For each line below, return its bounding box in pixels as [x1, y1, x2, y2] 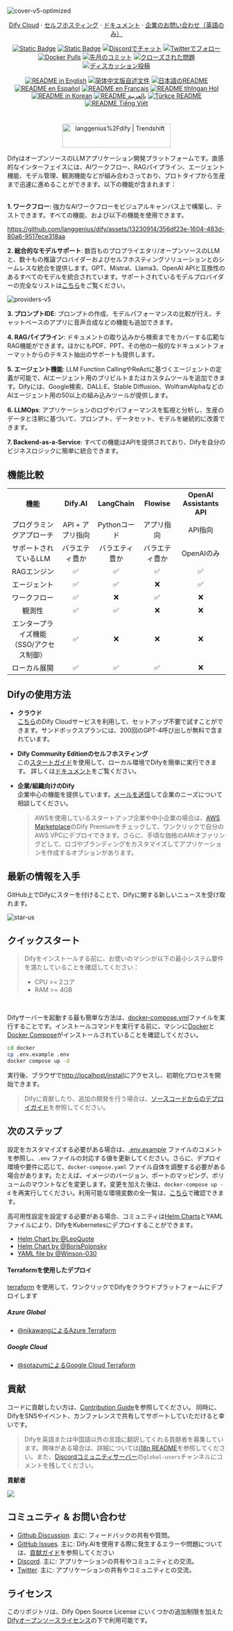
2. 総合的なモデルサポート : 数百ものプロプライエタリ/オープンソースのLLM [7, 246, 221, 255]
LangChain [98, 499, 135, 508]
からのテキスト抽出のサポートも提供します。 [31, 351, 159, 359]
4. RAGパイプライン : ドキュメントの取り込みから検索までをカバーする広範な [7, 333, 225, 342]
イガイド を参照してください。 [24, 1103, 110, 1112]
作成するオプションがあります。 [46, 848, 138, 857]
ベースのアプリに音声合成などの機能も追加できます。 [25, 318, 177, 326]
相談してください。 [17, 798, 72, 807]
